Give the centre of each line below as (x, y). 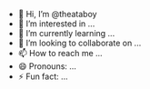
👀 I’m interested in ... (56, 24)
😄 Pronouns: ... (47, 66)
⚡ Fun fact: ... (43, 76)
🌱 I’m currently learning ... (66, 33)
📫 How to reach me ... (60, 53)
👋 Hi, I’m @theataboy (57, 14)
